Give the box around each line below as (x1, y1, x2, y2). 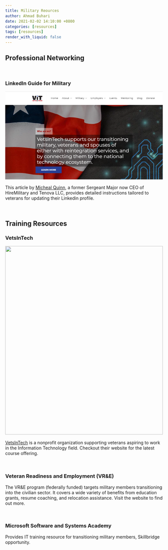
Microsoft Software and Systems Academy (5, 522, 111, 529)
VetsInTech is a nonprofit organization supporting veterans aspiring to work (5, 440, 160, 446)
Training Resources (5, 219, 67, 228)
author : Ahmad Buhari (5, 13, 50, 19)
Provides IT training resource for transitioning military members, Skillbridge (5, 533, 160, 540)
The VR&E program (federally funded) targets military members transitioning (5, 484, 162, 490)
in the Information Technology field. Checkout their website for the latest (5, 445, 155, 451)
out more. (5, 500, 25, 506)
